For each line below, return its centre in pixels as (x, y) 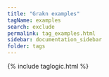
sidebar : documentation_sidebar (54, 40)
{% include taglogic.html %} (48, 66)
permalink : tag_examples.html (52, 33)
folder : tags (26, 46)
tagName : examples (34, 20)
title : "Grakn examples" (44, 14)
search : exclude (31, 27)
